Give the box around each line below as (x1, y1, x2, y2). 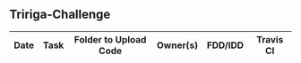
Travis (256, 33, 284, 45)
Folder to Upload (73, 33, 147, 45)
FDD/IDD (206, 39, 245, 51)
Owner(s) (156, 39, 199, 51)
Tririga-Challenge (9, 7, 111, 22)
